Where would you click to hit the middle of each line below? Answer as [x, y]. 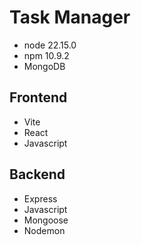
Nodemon [44, 230]
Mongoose [46, 220]
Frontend [38, 97]
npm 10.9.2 [46, 55]
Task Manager [70, 17]
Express [40, 198]
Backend [37, 174]
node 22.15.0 [50, 45]
